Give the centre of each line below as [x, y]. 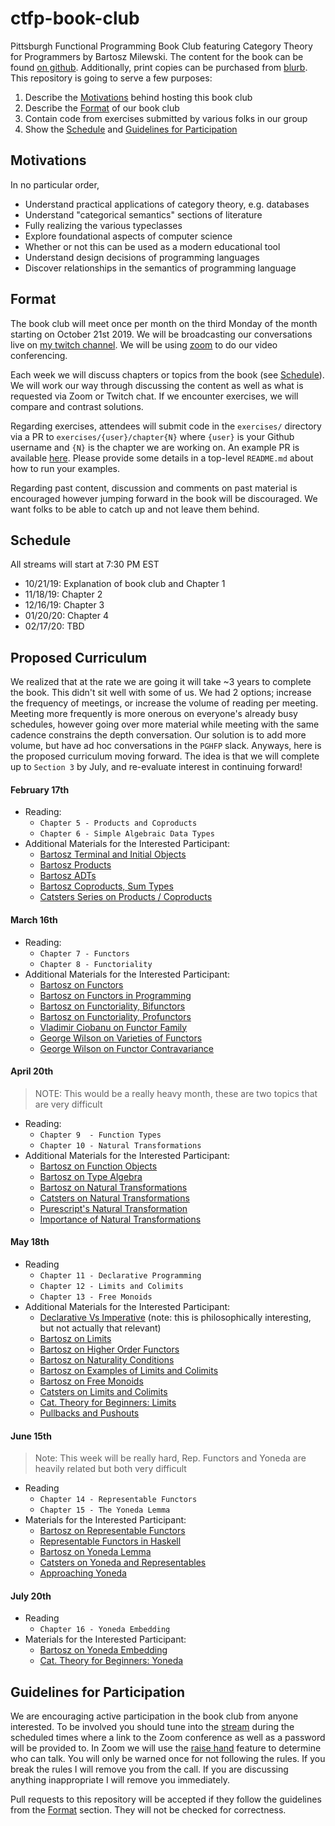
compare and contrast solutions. [77, 406]
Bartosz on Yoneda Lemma [95, 1552]
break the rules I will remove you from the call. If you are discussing [149, 1769]
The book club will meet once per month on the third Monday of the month [164, 323]
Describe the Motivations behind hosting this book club [138, 97]
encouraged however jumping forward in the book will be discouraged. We [164, 498]
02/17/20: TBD [54, 626]
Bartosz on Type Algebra [91, 1176]
